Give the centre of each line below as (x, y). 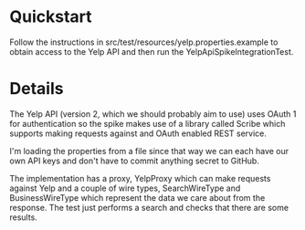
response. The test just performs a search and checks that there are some (149, 207)
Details (37, 89)
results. (24, 217)
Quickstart (51, 17)
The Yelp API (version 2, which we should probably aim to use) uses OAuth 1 (153, 114)
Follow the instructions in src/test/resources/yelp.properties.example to (144, 42)
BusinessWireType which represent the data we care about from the (137, 197)
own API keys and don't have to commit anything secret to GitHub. (135, 161)
